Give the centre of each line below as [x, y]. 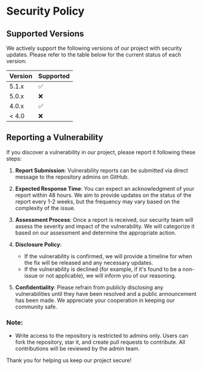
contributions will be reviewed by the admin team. [77, 349]
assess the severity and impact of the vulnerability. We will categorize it [105, 226]
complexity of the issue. [45, 208]
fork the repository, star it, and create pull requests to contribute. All [100, 342]
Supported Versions [45, 34]
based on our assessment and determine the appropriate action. [95, 233]
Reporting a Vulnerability [55, 138]
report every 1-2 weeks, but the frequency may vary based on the [98, 201]
